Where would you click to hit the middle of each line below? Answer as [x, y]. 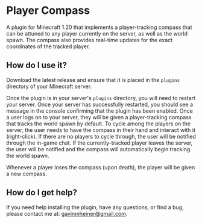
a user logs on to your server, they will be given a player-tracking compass [99, 117]
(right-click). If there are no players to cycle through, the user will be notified [101, 136]
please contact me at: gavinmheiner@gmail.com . [67, 213]
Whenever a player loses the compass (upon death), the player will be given [101, 167]
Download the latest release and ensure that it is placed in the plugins [93, 80]
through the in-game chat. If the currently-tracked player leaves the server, [99, 143]
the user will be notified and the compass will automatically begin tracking [98, 149]
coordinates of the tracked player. [48, 46]
